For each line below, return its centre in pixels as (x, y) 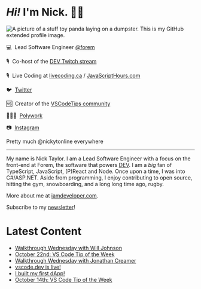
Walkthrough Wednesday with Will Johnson (68, 248)
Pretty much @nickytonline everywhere (55, 141)
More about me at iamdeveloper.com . (52, 195)
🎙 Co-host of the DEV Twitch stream (51, 61)
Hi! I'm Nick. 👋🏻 (45, 12)
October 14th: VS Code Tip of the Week (63, 279)
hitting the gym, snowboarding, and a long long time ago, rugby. (85, 184)
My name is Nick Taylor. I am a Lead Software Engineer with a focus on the (98, 159)
